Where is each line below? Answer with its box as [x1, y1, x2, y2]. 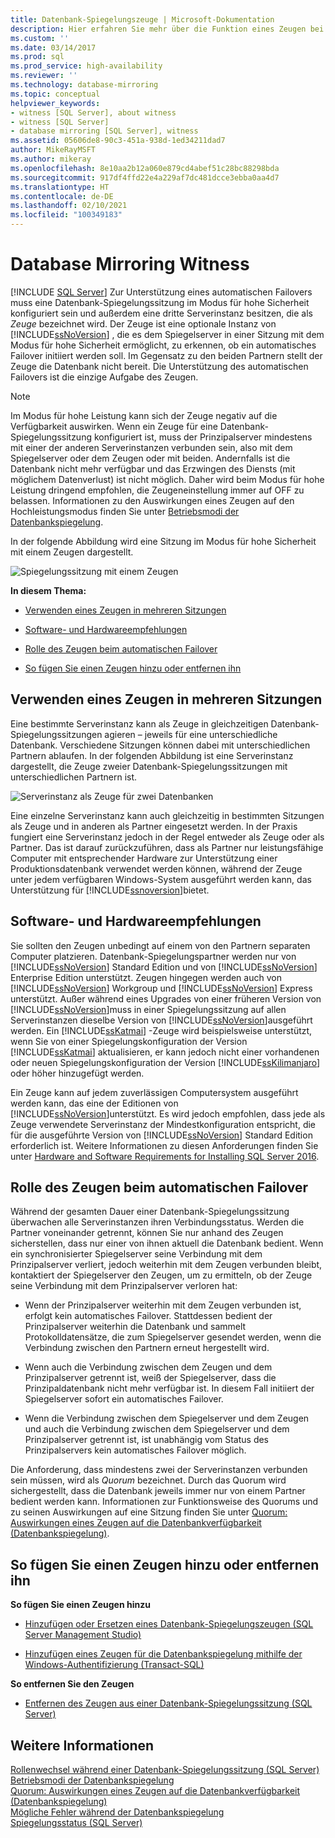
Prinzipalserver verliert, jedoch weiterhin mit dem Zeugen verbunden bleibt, [10, 1259, 323, 1271]
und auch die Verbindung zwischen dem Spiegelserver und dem [24, 1423, 290, 1435]
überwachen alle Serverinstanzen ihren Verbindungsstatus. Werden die [10, 1216, 305, 1228]
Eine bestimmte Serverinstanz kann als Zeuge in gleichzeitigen [10, 717, 269, 730]
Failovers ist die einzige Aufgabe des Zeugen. [10, 371, 199, 383]
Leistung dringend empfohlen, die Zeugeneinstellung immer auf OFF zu [10, 484, 305, 496]
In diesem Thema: [10, 584, 87, 596]
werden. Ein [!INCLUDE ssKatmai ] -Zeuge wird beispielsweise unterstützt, [10, 1024, 313, 1036]
